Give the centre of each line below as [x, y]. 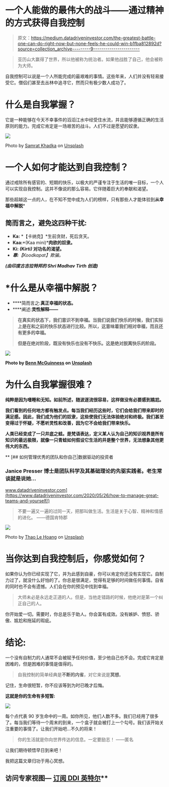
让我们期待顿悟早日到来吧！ [34, 750]
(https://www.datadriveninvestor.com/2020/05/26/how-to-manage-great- [82, 495]
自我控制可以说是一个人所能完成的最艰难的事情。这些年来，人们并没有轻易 [82, 76]
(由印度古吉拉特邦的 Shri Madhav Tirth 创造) [52, 266]
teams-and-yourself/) [28, 501]
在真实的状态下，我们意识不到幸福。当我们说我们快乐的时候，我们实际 [90, 320]
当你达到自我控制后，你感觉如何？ [76, 559]
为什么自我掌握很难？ [50, 385]
